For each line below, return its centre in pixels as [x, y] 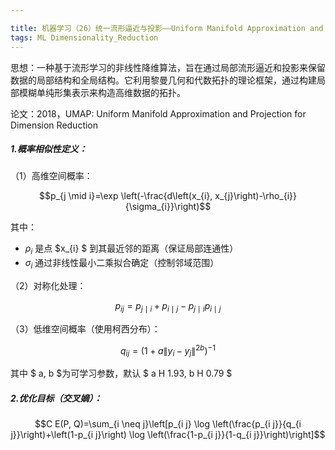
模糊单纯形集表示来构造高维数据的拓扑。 [102, 92]
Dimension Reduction [54, 125]
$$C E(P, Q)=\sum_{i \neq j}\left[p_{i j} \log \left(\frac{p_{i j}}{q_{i [168, 424]
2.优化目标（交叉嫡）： [56, 398]
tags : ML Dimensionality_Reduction [84, 37]
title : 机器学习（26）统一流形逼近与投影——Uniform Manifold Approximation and [167, 28]
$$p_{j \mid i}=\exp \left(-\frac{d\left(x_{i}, [125, 196]
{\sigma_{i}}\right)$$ [168, 207]
